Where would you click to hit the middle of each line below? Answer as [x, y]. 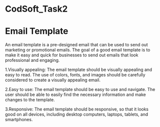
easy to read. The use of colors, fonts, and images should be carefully [75, 75]
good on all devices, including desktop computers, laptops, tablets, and [77, 114]
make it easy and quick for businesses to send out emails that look [72, 55]
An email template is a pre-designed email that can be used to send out [77, 45]
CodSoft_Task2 [36, 9]
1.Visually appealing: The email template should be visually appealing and [79, 70]
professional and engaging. [32, 60]
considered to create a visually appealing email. [53, 80]
